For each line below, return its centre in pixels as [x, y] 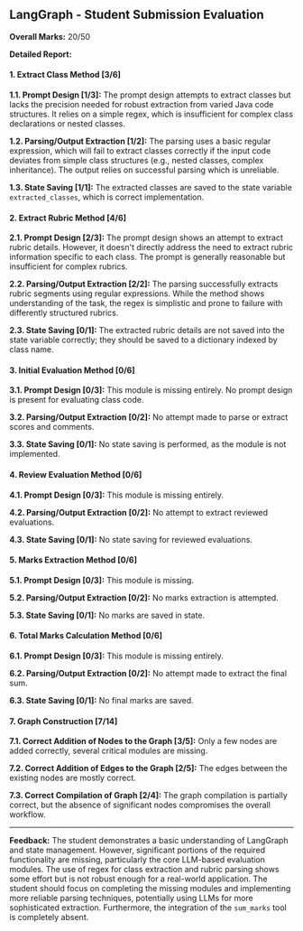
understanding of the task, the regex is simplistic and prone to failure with [146, 303]
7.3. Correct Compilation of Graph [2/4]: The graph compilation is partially [149, 796]
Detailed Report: [41, 54]
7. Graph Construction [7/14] [64, 721]
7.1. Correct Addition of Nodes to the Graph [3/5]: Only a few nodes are [143, 741]
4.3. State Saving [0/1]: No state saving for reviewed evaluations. [131, 539]
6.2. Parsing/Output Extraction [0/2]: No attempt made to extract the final [148, 674]
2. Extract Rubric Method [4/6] [68, 218]
